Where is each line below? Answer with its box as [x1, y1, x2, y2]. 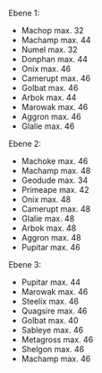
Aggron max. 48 [21, 232, 81, 242]
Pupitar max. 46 [21, 242, 81, 252]
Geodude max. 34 [21, 175, 89, 186]
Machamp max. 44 [21, 35, 91, 45]
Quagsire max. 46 [21, 305, 88, 316]
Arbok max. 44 [21, 92, 77, 103]
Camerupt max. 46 [21, 73, 91, 84]
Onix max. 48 [21, 194, 72, 205]
